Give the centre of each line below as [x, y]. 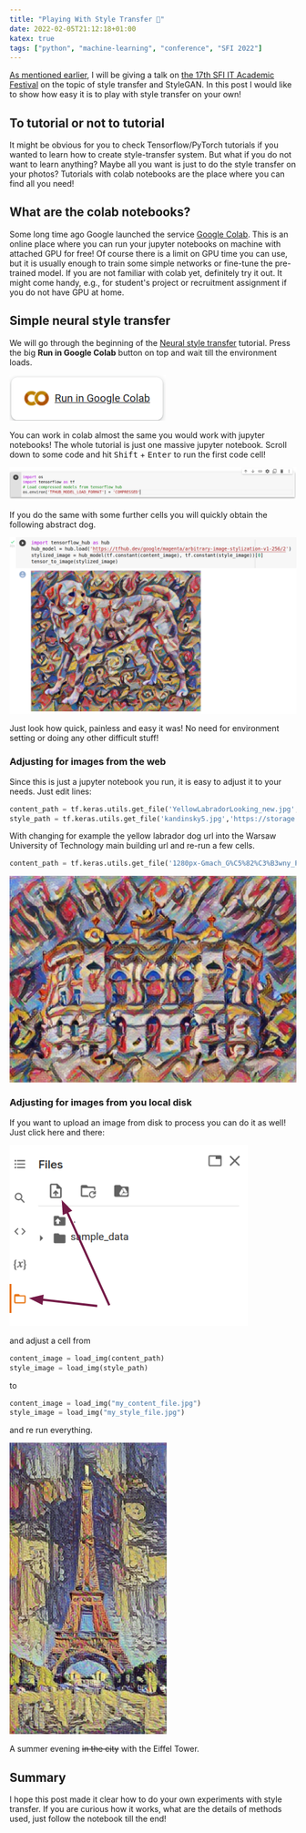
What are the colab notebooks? [100, 213]
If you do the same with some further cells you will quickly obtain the [138, 515]
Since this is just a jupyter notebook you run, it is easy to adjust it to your [146, 781]
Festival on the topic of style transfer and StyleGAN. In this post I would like [151, 85]
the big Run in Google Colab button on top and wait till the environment [143, 352]
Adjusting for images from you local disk [101, 1103]
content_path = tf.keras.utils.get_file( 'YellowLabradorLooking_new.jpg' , [154, 809]
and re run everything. [51, 1431]
